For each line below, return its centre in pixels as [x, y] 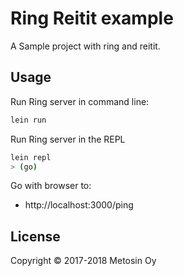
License [35, 236]
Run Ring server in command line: [80, 101]
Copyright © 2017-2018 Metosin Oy [83, 261]
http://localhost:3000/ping [79, 205]
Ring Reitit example [92, 18]
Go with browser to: [51, 186]
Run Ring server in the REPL [68, 139]
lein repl [31, 157]
